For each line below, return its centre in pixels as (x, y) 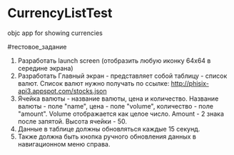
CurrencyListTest (60, 13)
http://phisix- (190, 83)
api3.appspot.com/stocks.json (62, 91)
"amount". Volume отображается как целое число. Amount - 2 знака (121, 114)
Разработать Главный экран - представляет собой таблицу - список (122, 76)
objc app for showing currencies (55, 33)
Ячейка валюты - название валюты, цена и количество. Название (118, 99)
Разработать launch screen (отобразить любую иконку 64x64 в (114, 60)
